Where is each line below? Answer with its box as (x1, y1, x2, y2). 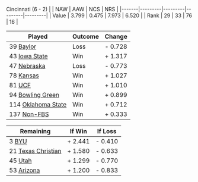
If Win (69, 127, 88, 135)
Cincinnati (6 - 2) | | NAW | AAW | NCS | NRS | (6, 6, 119, 12)
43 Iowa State (9, 52, 48, 60)
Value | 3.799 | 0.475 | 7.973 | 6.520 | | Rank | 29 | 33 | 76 (52, 12, 193, 19)
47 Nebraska (9, 62, 46, 70)
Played (27, 33, 48, 40)
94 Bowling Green (9, 91, 60, 99)
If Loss (97, 127, 117, 135)
